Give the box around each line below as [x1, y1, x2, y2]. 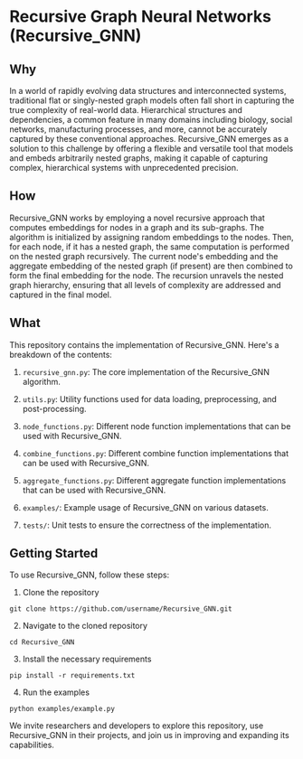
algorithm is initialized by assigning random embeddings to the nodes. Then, [9, 231, 294, 242]
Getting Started [9, 546, 99, 561]
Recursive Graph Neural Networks [9, 6, 272, 27]
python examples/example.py [9, 705, 116, 714]
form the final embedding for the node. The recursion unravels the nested [9, 269, 284, 281]
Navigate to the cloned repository [22, 621, 147, 632]
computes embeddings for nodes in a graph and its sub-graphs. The [9, 221, 265, 232]
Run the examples [22, 687, 90, 698]
